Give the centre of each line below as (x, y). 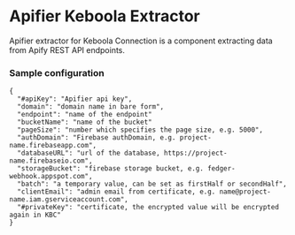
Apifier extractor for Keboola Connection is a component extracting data (141, 41)
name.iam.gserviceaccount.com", (69, 200)
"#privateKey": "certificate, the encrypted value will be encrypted (148, 208)
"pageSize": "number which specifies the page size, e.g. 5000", (140, 130)
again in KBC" (35, 215)
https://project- (195, 153)
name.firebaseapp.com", (53, 146)
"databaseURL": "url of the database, (89, 153)
